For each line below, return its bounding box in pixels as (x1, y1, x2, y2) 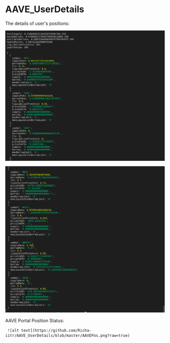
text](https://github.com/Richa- (21, 328, 92, 333)
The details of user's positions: (5, 20, 70, 26)
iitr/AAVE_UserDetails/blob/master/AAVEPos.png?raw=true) (5, 333, 130, 338)
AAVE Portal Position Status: (5, 317, 64, 323)
